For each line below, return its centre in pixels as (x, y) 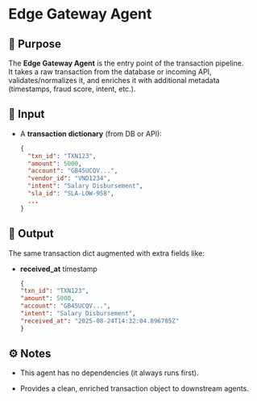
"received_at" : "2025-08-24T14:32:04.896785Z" (99, 321)
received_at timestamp (59, 269)
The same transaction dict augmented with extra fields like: (107, 253)
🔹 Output (31, 234)
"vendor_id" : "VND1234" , (69, 178)
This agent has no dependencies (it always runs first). (109, 373)
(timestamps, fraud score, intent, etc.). (72, 89)
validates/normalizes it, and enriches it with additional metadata (114, 80)
